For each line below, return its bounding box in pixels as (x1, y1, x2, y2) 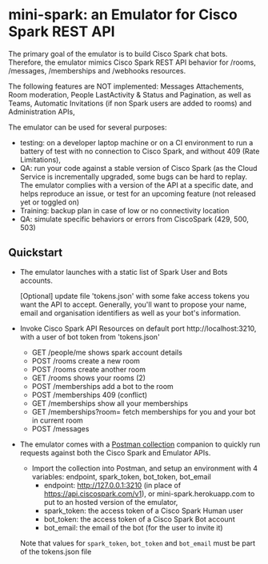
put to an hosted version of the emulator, (43, 497, 178, 506)
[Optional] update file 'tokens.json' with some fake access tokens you (19, 291, 250, 300)
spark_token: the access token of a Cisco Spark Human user (43, 506, 244, 515)
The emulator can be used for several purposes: (8, 122, 167, 132)
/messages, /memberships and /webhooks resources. (8, 66, 186, 75)
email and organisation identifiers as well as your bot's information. (19, 308, 242, 317)
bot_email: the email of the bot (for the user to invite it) (43, 522, 223, 532)
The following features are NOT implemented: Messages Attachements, (8, 81, 244, 91)
